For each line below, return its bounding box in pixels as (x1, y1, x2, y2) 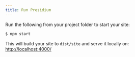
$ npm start (5, 31, 31, 36)
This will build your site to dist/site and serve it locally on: (5, 40, 129, 46)
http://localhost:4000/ (5, 46, 52, 52)
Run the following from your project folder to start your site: (5, 21, 130, 27)
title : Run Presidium (5, 7, 51, 13)
